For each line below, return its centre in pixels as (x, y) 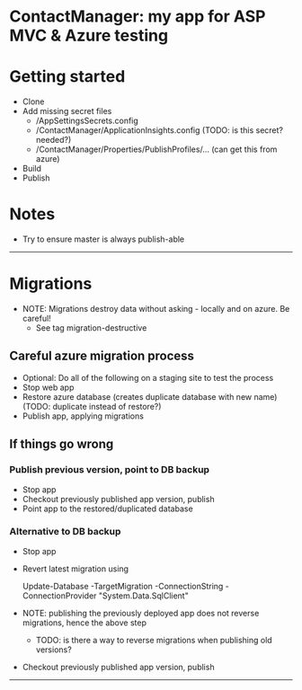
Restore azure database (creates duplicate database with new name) (150, 396)
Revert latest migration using (75, 569)
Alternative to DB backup (65, 532)
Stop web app (48, 387)
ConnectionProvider (59, 596)
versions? (53, 650)
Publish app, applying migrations (83, 416)
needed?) (53, 140)
